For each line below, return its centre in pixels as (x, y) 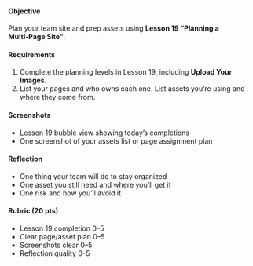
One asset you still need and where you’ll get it (95, 184)
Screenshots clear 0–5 (56, 245)
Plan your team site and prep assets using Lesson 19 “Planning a (114, 28)
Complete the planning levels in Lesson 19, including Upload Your (126, 72)
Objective (24, 11)
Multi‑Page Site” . (37, 37)
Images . (33, 80)
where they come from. (57, 97)
